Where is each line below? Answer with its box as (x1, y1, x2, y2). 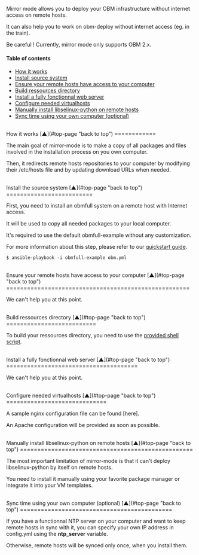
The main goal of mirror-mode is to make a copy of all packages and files (6, 142, 186, 149)
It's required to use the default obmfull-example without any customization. (6, 231, 192, 239)
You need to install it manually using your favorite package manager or (6, 475, 180, 483)
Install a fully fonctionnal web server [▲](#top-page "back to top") (6, 356, 170, 364)
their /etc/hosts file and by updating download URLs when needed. (6, 166, 172, 173)
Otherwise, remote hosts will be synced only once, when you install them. (6, 542, 188, 549)
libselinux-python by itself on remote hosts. (6, 463, 113, 471)
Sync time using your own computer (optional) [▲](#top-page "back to (6, 499, 181, 507)
